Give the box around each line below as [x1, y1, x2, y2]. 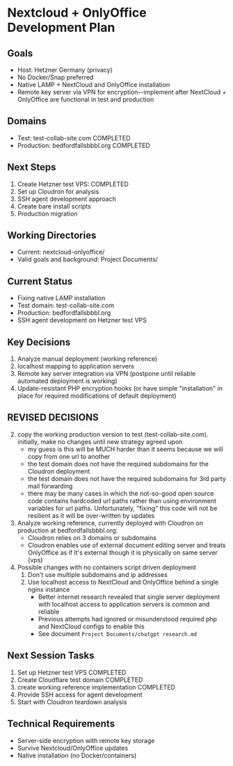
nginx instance [27, 585, 70, 594]
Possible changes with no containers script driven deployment [17, 563, 197, 571]
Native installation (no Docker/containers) [17, 751, 137, 759]
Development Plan [7, 19, 115, 35]
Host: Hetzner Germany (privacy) [17, 66, 113, 74]
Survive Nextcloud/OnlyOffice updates [17, 744, 129, 752]
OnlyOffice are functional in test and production [17, 95, 154, 104]
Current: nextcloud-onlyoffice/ [17, 248, 105, 256]
